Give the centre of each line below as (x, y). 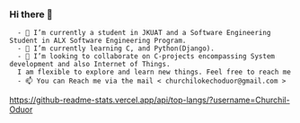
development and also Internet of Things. (90, 65)
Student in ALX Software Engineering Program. (98, 41)
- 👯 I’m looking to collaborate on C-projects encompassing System (146, 57)
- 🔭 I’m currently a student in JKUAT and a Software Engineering (144, 33)
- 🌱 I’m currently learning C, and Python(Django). (116, 48)
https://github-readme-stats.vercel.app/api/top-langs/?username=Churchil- (150, 100)
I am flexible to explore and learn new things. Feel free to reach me (154, 72)
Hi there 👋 (31, 14)
